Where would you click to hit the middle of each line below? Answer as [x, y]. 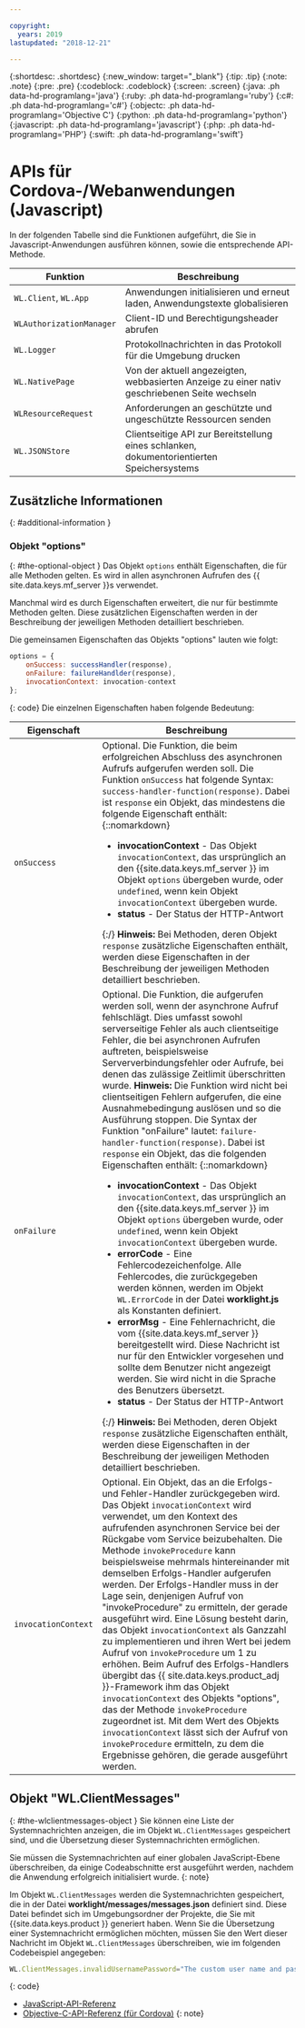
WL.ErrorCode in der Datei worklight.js [198, 1299]
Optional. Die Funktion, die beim [170, 745]
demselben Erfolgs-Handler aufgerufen [187, 1572]
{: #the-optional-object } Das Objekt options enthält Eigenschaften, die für [148, 566]
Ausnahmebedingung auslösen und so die [192, 1108]
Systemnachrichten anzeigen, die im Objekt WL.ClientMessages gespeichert [150, 1830]
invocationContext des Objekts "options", [191, 1698]
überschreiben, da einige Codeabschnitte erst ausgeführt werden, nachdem [152, 1867]
